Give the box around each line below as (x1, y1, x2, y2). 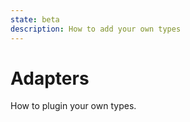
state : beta (10, 14, 60, 25)
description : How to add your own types (10, 24, 182, 34)
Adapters (10, 67, 90, 90)
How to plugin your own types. (10, 100, 137, 112)
